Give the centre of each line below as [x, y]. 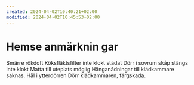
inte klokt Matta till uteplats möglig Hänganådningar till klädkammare [90, 70]
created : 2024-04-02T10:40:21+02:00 [52, 12]
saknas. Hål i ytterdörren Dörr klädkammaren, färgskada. [76, 75]
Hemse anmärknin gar [62, 47]
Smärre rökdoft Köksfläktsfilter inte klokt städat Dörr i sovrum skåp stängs [97, 63]
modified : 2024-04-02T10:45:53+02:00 [53, 17]
